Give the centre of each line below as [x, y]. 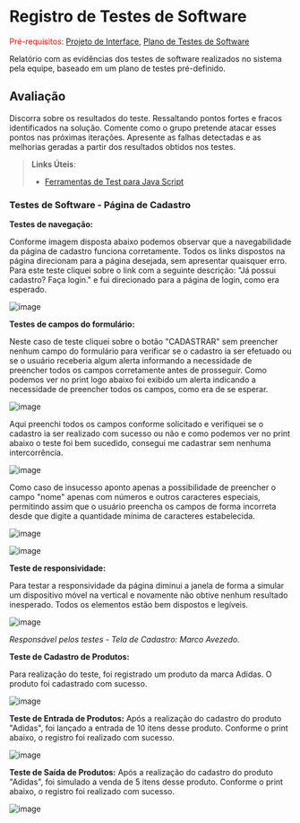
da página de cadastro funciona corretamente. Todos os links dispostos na [147, 251]
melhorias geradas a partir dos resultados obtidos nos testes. [122, 146]
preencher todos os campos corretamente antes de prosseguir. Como [138, 371]
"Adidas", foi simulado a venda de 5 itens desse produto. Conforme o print [146, 782]
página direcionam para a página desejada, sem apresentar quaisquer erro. [148, 261]
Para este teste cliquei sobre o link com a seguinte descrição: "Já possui [142, 270]
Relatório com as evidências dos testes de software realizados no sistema [146, 58]
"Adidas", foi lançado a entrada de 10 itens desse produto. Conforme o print [149, 728]
